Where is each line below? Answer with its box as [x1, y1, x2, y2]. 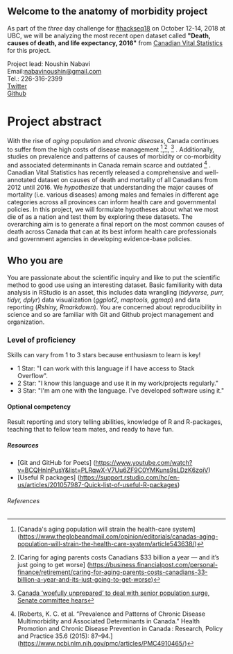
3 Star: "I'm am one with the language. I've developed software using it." [17, 386, 225, 395]
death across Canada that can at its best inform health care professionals [7, 227, 217, 236]
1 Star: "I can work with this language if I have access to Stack [17, 364, 195, 373]
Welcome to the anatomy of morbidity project [7, 6, 208, 17]
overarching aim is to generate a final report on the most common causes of [7, 220, 225, 229]
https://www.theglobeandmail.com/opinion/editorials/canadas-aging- [19, 532, 218, 541]
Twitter [7, 81, 28, 90]
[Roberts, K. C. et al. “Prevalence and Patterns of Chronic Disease [17, 610, 206, 618]
